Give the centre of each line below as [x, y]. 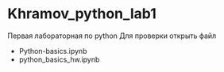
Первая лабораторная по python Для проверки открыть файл [112, 36]
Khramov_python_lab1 [82, 14]
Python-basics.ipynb [53, 51]
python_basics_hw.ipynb [59, 59]
